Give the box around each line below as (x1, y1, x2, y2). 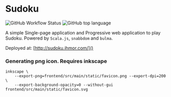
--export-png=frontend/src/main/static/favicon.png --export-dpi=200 (14, 74, 166, 79)
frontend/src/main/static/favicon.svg (5, 87, 88, 92)
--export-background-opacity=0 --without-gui (14, 82, 114, 88)
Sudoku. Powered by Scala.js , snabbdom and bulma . (5, 35, 113, 41)
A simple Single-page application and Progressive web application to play (5, 29, 161, 36)
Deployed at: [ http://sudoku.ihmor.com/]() (5, 45, 94, 51)
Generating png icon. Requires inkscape (5, 57, 108, 64)
